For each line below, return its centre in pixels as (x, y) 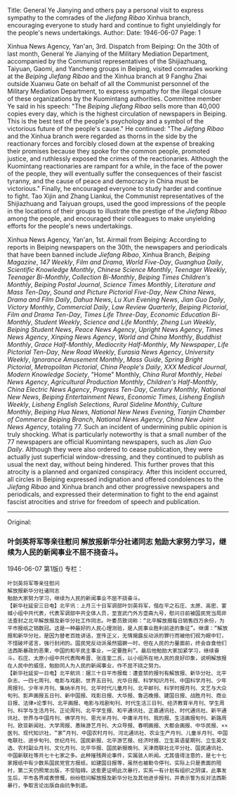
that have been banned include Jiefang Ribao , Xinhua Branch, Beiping (109, 254)
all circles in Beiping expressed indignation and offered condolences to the (115, 479)
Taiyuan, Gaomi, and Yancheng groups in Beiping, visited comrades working (118, 69)
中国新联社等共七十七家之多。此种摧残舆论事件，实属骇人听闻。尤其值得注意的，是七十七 (117, 756)
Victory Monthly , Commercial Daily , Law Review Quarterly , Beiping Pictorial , (118, 307)
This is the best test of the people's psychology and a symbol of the (106, 121)
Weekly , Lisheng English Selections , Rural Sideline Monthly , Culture (105, 404)
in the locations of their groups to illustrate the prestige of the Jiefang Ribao (117, 211)
